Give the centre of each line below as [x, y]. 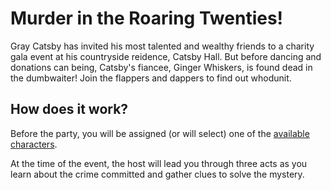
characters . [34, 144]
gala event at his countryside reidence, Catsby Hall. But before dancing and [166, 56]
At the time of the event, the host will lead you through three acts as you [159, 163]
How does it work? [69, 109]
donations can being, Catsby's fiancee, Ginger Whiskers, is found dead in [161, 67]
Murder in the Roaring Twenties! [147, 18]
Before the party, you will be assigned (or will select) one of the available [160, 133]
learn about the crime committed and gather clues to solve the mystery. [157, 174]
